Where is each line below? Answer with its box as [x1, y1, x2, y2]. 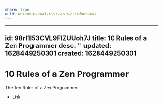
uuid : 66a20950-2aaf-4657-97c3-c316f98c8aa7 [5, 12, 97, 16]
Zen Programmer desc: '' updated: [5, 42, 112, 50]
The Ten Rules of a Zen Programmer [5, 84, 78, 90]
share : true [5, 7, 29, 12]
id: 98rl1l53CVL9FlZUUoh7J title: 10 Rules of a [5, 34, 147, 42]
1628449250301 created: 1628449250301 [5, 49, 137, 57]
